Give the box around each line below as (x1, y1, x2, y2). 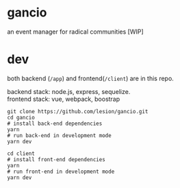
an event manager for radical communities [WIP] (7, 27, 144, 36)
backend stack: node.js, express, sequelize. (7, 87, 131, 95)
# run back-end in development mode (7, 132, 112, 139)
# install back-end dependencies (7, 120, 103, 127)
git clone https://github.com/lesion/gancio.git (7, 108, 149, 115)
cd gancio (7, 114, 36, 121)
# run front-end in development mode (7, 168, 115, 175)
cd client (7, 150, 36, 157)
